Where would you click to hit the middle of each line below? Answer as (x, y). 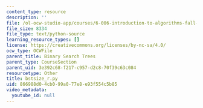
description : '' (27, 17)
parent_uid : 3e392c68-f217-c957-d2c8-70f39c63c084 (71, 67)
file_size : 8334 (27, 28)
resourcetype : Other (32, 73)
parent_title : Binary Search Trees (51, 56)
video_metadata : (27, 90)
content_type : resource (36, 12)
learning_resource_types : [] (43, 40)
